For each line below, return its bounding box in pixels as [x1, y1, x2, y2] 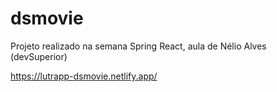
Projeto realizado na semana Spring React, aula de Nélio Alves [10, 40, 267, 52]
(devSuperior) [10, 50, 68, 62]
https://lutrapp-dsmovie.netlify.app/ [10, 70, 158, 82]
